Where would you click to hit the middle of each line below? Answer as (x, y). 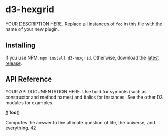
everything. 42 (21, 128)
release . (14, 63)
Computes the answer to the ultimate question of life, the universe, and (80, 122)
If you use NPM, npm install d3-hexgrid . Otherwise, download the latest (82, 57)
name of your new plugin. (32, 29)
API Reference (29, 79)
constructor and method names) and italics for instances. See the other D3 (84, 97)
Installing (20, 45)
